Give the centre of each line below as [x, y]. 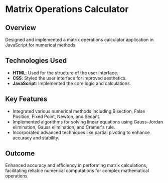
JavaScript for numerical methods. [41, 45]
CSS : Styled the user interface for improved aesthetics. [69, 78]
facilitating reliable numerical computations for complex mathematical [77, 170]
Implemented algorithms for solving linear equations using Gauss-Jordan [88, 121]
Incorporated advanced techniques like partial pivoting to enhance [81, 132]
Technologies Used [36, 61]
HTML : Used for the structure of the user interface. [65, 72]
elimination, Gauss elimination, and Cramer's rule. [64, 127]
